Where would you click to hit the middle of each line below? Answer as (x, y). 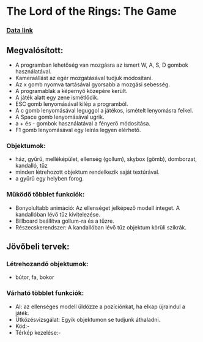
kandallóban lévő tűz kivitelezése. (58, 214)
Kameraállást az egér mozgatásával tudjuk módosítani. (84, 78)
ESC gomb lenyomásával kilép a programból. (72, 104)
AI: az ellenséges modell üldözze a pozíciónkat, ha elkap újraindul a (100, 307)
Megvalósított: (35, 50)
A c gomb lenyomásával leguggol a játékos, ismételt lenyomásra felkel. (104, 110)
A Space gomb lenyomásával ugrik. (60, 117)
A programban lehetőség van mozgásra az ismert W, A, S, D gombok (102, 65)
